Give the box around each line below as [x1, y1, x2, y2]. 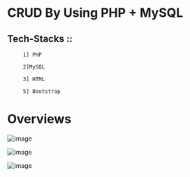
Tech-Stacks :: [7, 33, 73, 45]
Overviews [7, 111, 72, 127]
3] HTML [22, 76, 45, 83]
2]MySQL [22, 64, 45, 71]
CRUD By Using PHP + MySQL [7, 5, 184, 21]
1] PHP [22, 51, 42, 58]
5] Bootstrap [22, 88, 61, 95]
